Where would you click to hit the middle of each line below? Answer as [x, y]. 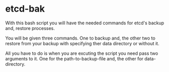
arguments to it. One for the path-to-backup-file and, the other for [74, 58]
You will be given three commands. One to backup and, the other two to [80, 38]
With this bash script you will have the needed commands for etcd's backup [85, 23]
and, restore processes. [30, 28]
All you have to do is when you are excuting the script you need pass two [82, 53]
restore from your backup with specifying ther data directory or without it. [82, 43]
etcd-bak [25, 9]
